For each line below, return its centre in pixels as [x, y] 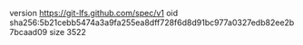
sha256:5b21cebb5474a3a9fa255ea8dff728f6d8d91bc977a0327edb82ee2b [152, 22]
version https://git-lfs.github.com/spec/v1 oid [94, 13]
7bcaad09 [29, 32]
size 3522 [68, 32]
